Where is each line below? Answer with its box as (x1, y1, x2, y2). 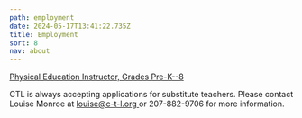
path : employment (9, 13, 75, 23)
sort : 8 (9, 38, 39, 48)
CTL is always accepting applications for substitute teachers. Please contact (9, 89, 294, 100)
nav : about (9, 47, 50, 56)
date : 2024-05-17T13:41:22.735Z (9, 22, 131, 31)
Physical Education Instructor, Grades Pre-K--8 (9, 71, 185, 82)
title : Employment (9, 30, 78, 39)
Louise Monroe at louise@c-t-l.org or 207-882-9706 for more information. (9, 98, 286, 109)
